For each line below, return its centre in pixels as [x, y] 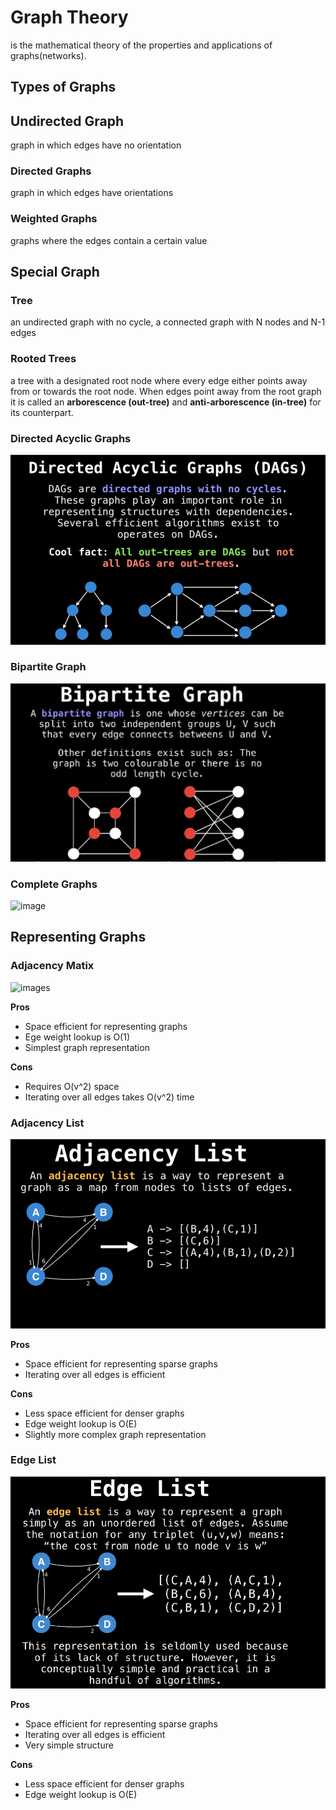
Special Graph [55, 272]
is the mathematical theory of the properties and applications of [141, 45]
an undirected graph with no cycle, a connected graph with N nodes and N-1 [168, 322]
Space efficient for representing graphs [106, 1026]
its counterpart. [42, 412]
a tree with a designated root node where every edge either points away [159, 380]
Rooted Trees [43, 359]
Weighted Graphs [54, 219]
